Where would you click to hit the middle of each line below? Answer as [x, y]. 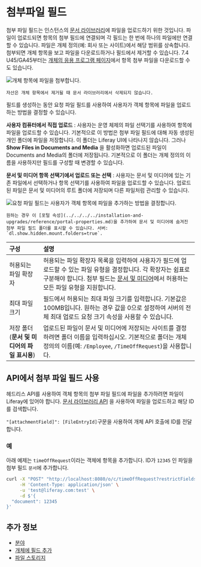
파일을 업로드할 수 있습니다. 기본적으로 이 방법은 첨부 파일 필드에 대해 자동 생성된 [100, 132]
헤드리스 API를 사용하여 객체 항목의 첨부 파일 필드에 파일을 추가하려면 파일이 [95, 394]
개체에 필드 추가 [33, 550]
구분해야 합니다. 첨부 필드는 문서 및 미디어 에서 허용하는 [115, 278]
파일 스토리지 [30, 558]
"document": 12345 [35, 502]
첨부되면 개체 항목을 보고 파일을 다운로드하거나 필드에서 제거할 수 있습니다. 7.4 [98, 52]
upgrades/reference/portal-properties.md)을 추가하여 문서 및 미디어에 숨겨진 [97, 222]
